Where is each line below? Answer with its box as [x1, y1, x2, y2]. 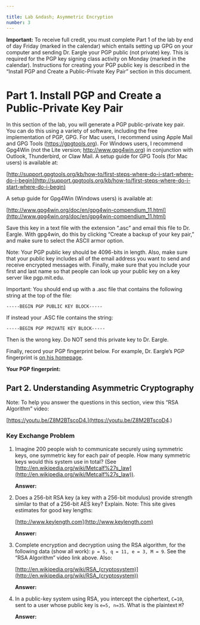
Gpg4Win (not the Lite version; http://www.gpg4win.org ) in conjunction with [6, 146, 193, 154]
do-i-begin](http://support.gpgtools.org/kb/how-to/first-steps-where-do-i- [6, 177, 191, 184]
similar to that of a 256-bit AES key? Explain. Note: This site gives [14, 500, 176, 507]
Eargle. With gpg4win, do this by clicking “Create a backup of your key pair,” [6, 231, 195, 238]
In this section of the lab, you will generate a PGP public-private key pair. [6, 121, 185, 128]
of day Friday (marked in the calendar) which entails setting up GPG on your [6, 42, 193, 50]
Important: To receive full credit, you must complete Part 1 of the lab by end [6, 36, 193, 43]
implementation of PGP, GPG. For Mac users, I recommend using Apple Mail [6, 134, 193, 141]
